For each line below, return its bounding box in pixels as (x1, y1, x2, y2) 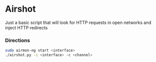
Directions (5, 37, 30, 43)
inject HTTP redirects (5, 24, 48, 30)
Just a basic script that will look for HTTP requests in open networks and (5, 20, 152, 25)
